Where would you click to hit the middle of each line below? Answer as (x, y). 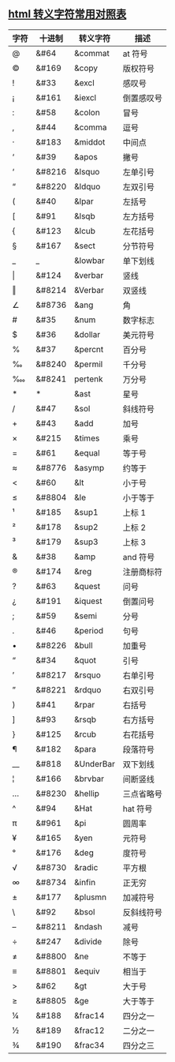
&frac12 (89, 1030)
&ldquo (87, 186)
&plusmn (90, 897)
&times (87, 438)
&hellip (87, 794)
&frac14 (89, 1015)
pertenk (88, 379)
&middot (89, 142)
